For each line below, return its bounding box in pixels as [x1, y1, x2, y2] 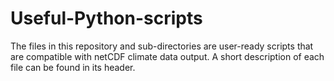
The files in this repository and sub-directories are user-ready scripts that [10, 40, 314, 52]
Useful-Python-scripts [10, 7, 203, 30]
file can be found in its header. [10, 61, 136, 73]
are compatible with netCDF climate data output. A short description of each [10, 50, 325, 62]
